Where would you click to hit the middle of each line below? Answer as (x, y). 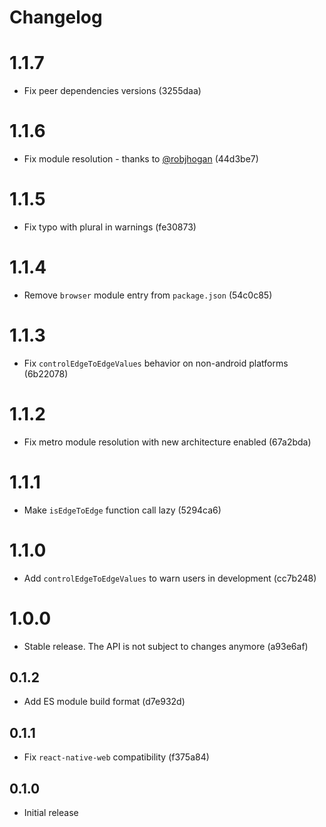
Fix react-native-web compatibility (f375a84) (116, 757)
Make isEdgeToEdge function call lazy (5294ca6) (122, 510)
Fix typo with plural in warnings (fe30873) (110, 227)
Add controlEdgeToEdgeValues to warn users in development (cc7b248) (170, 578)
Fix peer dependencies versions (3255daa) (112, 91)
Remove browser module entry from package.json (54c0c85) (148, 295)
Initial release (51, 813)
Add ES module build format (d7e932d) (104, 702)
